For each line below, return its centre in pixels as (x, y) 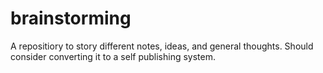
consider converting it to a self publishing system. (113, 56)
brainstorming (71, 18)
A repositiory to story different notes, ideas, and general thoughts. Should (162, 46)
